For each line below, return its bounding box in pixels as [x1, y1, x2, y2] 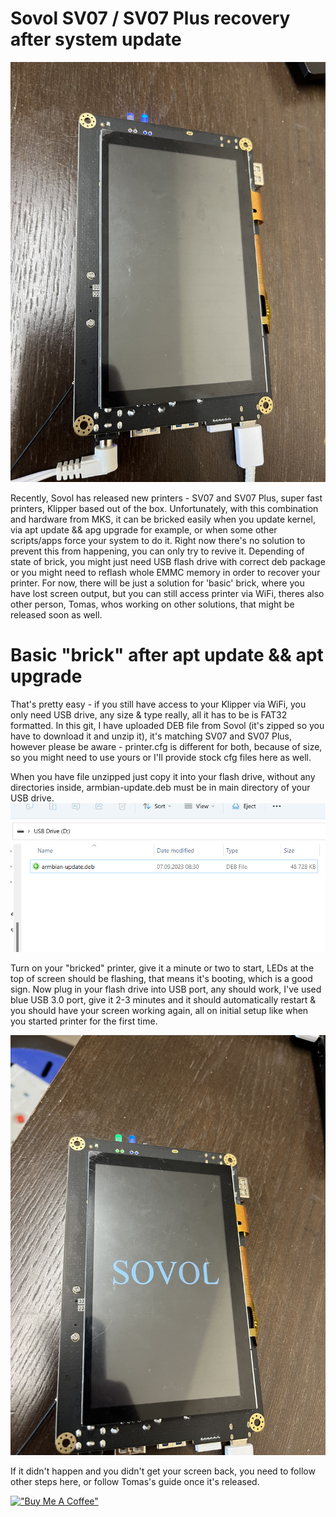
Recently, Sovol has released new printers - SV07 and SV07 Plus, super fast [10, 492, 323, 504]
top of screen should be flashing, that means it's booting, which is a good [10, 972, 313, 984]
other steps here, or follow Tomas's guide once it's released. [10, 1475, 260, 1487]
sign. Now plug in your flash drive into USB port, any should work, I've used [10, 983, 322, 995]
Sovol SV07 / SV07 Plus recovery [10, 7, 291, 30]
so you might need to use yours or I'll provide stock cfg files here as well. [10, 751, 312, 763]
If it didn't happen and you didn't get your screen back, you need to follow [10, 1465, 316, 1477]
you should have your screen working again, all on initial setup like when [10, 1004, 309, 1016]
